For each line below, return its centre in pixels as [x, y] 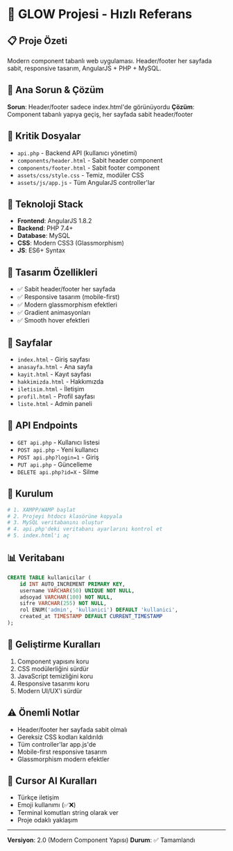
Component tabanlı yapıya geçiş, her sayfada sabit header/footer [100, 114]
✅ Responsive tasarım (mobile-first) [68, 297]
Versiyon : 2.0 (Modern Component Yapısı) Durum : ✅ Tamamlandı [101, 840]
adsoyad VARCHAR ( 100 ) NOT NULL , [66, 597]
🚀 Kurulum [30, 494]
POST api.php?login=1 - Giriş [58, 457]
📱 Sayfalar [30, 342]
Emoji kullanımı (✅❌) [46, 805]
